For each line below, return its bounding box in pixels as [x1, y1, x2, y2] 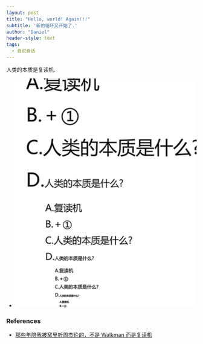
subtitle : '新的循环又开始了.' [6, 22, 78, 28]
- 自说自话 [11, 48, 36, 54]
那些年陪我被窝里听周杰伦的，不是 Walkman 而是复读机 [14, 331, 153, 339]
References [6, 317, 41, 325]
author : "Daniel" [6, 29, 50, 35]
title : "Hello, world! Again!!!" [6, 16, 91, 22]
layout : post [6, 10, 39, 16]
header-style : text [6, 35, 56, 42]
